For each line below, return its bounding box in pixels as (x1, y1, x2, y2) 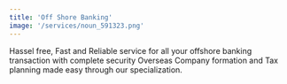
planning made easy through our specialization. (9, 64, 183, 75)
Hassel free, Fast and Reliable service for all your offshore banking (9, 45, 252, 56)
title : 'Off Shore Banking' (9, 12, 113, 22)
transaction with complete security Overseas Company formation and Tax (9, 55, 279, 65)
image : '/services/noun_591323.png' (9, 21, 144, 30)
